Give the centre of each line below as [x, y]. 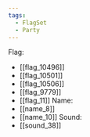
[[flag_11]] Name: [46, 101]
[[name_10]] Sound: [50, 117]
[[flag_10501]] [41, 76]
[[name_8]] [37, 109]
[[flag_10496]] [42, 67]
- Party [28, 30]
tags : [17, 15]
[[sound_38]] [40, 125]
